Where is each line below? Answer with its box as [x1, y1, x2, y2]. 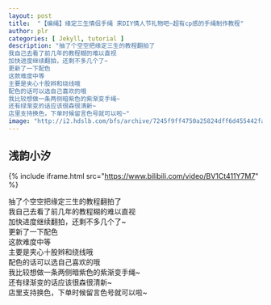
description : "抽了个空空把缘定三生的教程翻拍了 [8, 42, 156, 50]
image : [8, 117, 31, 125]
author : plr [8, 27, 48, 35]
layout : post [8, 11, 52, 20]
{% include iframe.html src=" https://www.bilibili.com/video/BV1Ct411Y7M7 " [8, 171, 259, 180]
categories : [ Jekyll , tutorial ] [8, 34, 125, 43]
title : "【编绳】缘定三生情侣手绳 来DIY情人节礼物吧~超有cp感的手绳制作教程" [8, 19, 244, 28]
